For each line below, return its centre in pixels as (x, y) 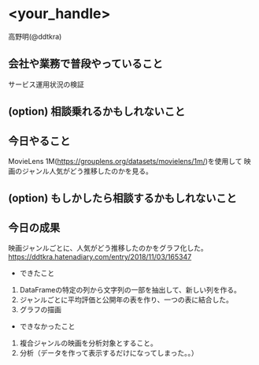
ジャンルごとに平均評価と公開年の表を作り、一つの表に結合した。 (126, 300)
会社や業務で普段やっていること (85, 64)
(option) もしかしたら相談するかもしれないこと (123, 198)
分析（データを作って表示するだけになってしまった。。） (109, 353)
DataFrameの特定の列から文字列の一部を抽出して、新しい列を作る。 (130, 290)
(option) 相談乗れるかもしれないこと (97, 112)
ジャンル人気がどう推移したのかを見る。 (87, 171)
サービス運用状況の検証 (46, 84)
